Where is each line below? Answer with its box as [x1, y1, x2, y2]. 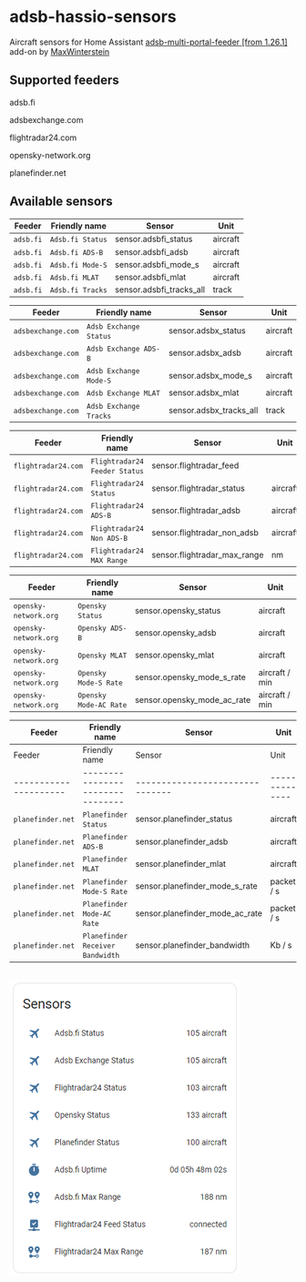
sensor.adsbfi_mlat [115, 271, 187, 283]
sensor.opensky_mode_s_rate [135, 672, 246, 683]
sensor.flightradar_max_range [151, 549, 264, 561]
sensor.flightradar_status [151, 483, 246, 493]
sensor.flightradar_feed [151, 460, 240, 471]
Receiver [82, 941, 116, 951]
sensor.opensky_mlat [135, 649, 215, 661]
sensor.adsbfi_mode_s [115, 259, 199, 270]
